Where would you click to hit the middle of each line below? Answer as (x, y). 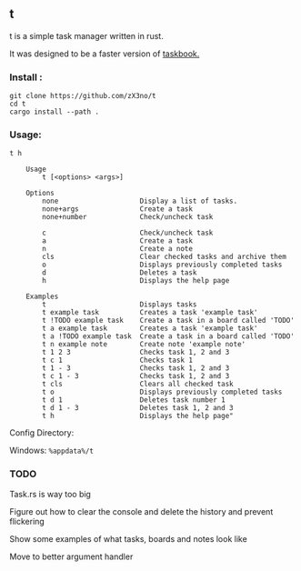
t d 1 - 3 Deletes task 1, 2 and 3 (138, 408)
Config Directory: (42, 433)
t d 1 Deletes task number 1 (134, 400)
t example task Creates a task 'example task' (150, 313)
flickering (27, 521)
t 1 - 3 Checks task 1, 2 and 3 (136, 368)
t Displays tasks (120, 305)
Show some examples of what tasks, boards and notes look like (128, 538)
